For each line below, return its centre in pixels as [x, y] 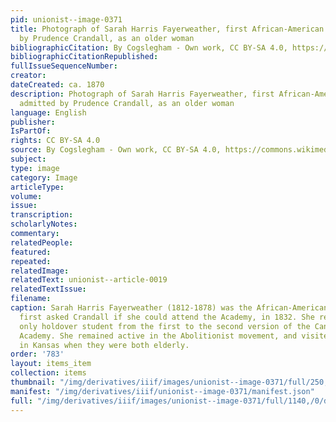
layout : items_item [51, 364]
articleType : [37, 187]
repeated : [31, 261]
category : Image [44, 177]
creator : [28, 76]
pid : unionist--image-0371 [66, 19]
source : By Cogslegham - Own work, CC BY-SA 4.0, [116, 150]
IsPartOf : [31, 131]
